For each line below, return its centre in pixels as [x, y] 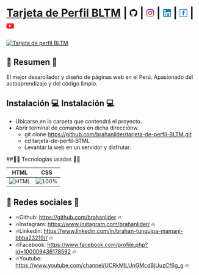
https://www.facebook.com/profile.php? [98, 244]
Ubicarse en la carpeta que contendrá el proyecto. [78, 121]
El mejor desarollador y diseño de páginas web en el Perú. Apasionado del [100, 77]
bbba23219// [31, 238]
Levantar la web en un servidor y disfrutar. [78, 147]
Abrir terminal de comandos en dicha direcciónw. [77, 128]
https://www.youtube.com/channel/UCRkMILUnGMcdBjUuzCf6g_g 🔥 [102, 265]
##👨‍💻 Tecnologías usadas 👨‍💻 [43, 159]
